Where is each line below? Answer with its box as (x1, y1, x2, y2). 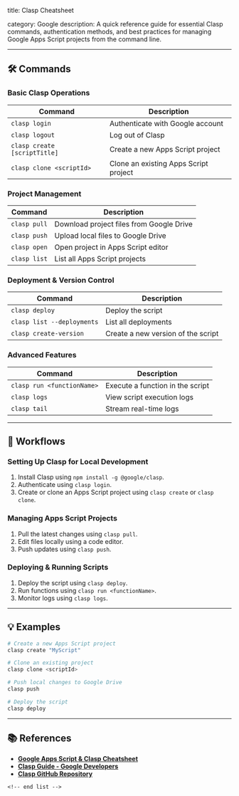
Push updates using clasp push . (17, 545, 112, 553)
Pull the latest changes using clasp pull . (17, 530, 138, 538)
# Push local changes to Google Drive (7, 679, 122, 686)
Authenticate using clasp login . (17, 481, 112, 489)
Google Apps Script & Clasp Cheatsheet (17, 755, 139, 763)
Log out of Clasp (109, 130, 165, 140)
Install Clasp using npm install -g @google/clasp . (17, 473, 165, 481)
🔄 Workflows (7, 435, 65, 447)
